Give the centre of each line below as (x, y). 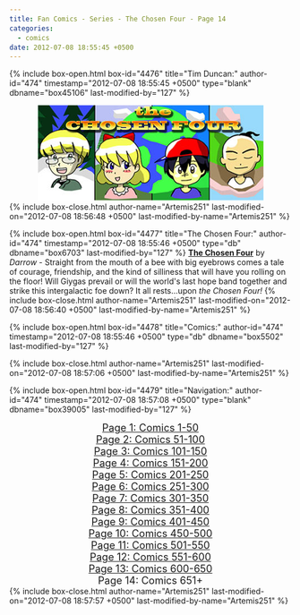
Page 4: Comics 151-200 (150, 463)
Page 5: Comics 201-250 (150, 475)
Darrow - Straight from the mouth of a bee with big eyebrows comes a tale (147, 262)
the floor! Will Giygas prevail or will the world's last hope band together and (148, 281)
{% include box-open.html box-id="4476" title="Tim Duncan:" (124, 74)
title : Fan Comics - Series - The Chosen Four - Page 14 (118, 19)
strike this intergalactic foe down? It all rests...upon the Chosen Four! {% (142, 291)
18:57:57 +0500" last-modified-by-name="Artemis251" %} (181, 601)
